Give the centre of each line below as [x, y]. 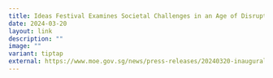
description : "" [36, 39]
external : [25, 62]
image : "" [25, 46]
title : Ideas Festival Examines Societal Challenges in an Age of [123, 16]
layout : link [30, 31]
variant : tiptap [36, 54]
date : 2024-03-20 [38, 24]
